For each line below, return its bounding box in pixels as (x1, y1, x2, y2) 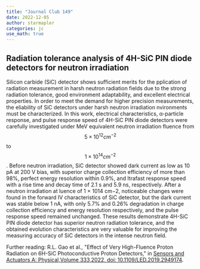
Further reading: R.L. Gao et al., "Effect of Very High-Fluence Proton (6, 243, 174, 251)
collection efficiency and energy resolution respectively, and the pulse (6, 207, 179, 214)
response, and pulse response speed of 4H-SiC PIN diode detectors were (6, 116, 188, 123)
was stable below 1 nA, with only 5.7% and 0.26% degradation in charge (6, 200, 184, 207)
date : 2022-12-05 (6, 14, 50, 20)
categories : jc (6, 25, 44, 32)
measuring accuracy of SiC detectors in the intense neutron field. (6, 232, 167, 239)
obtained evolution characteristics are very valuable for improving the (6, 225, 177, 233)
